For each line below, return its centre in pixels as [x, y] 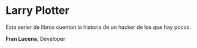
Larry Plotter [37, 10]
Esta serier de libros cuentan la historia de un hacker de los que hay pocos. [99, 27]
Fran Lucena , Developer [36, 38]
